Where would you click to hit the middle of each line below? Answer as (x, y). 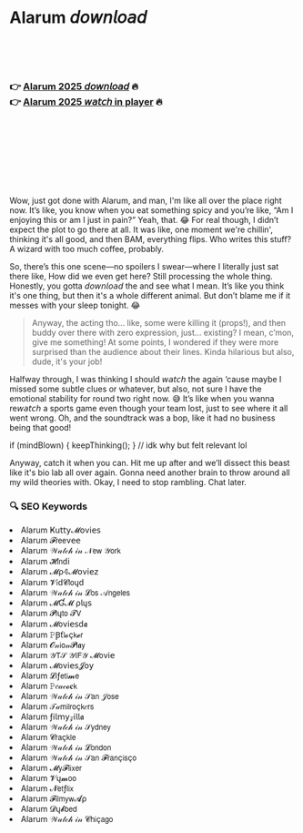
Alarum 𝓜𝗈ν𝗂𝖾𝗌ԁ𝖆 (55, 624)
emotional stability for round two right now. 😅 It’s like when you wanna (142, 399)
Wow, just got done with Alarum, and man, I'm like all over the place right (146, 201)
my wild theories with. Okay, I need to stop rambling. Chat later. (128, 483)
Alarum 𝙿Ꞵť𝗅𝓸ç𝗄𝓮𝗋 (52, 635)
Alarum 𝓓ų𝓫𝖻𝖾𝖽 (49, 808)
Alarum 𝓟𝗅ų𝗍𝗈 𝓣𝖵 (51, 613)
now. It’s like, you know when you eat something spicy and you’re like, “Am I (151, 210)
